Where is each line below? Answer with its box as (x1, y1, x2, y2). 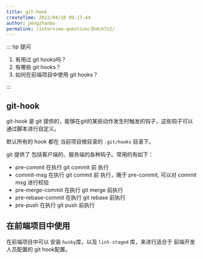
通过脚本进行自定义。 (6, 125, 59, 133)
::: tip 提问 (6, 43, 32, 50)
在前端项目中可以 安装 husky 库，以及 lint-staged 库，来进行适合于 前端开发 (6, 238, 196, 245)
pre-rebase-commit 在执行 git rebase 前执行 (15, 194, 126, 202)
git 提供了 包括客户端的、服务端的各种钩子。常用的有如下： (6, 151, 154, 158)
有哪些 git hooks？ (15, 64, 62, 71)
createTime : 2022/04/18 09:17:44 (6, 15, 91, 21)
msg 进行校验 (15, 179, 49, 186)
